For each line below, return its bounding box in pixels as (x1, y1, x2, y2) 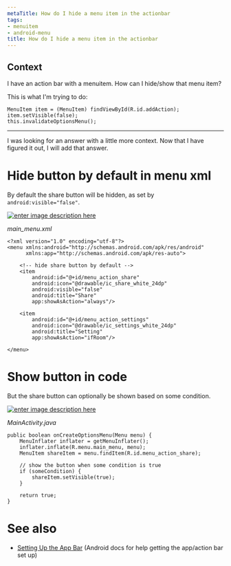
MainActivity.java (7, 418, 56, 426)
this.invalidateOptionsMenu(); (7, 118, 97, 124)
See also (7, 521, 57, 536)
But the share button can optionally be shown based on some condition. (7, 391, 211, 400)
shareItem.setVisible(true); (32, 474, 115, 481)
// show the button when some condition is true (19, 461, 162, 468)
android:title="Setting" (32, 328, 103, 335)
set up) (16, 551, 38, 559)
